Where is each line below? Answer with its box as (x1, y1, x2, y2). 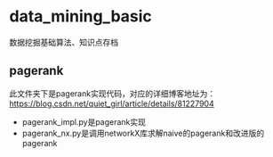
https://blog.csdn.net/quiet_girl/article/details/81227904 (9, 98, 215, 109)
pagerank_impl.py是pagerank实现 (21, 116, 147, 127)
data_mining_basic (9, 6, 153, 27)
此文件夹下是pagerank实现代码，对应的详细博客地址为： (9, 87, 216, 99)
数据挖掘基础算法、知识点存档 (9, 37, 118, 47)
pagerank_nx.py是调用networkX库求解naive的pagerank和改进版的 (21, 128, 265, 138)
